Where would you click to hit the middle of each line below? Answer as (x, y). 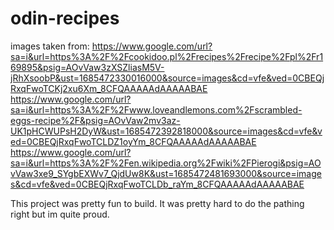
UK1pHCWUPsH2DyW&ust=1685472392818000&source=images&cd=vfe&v (166, 131)
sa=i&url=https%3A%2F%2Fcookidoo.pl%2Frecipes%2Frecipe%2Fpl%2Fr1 (167, 56)
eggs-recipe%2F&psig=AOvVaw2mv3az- (95, 120)
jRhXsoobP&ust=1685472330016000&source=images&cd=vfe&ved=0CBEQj (167, 78)
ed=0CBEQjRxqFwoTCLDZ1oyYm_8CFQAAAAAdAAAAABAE (133, 141)
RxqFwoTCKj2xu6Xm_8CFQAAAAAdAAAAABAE (109, 88)
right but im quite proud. (60, 214)
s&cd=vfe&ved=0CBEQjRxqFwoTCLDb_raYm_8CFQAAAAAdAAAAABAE (157, 184)
